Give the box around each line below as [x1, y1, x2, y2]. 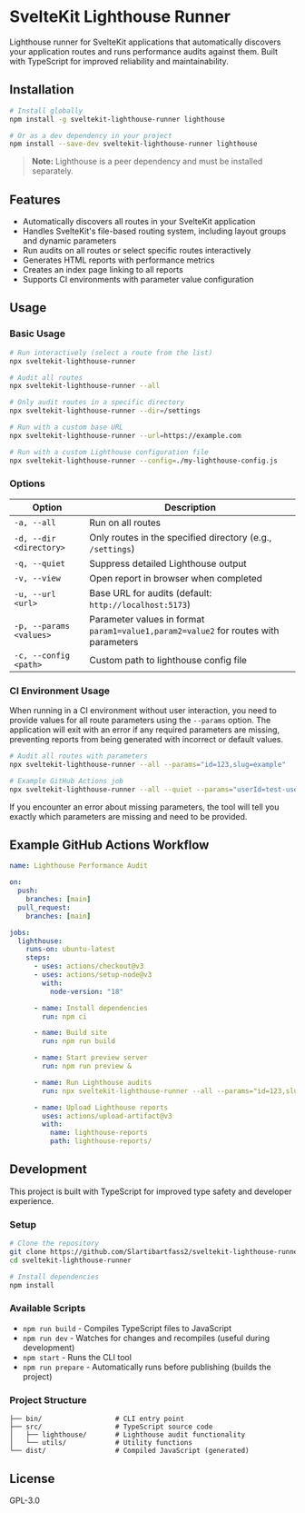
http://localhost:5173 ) [89, 598, 191, 611]
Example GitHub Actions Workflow [9, 837, 210, 852]
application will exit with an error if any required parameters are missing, [9, 724, 280, 735]
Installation [9, 82, 74, 97]
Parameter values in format [89, 612, 205, 625]
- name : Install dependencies [33, 1003, 148, 1012]
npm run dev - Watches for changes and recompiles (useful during [22, 1332, 271, 1343]
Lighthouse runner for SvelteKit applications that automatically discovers [9, 36, 281, 47]
